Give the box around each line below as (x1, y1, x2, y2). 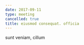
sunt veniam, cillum (5, 35, 45, 41)
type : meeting (5, 12, 35, 17)
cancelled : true (5, 16, 39, 21)
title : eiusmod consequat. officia (5, 21, 79, 26)
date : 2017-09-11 (5, 7, 41, 12)
